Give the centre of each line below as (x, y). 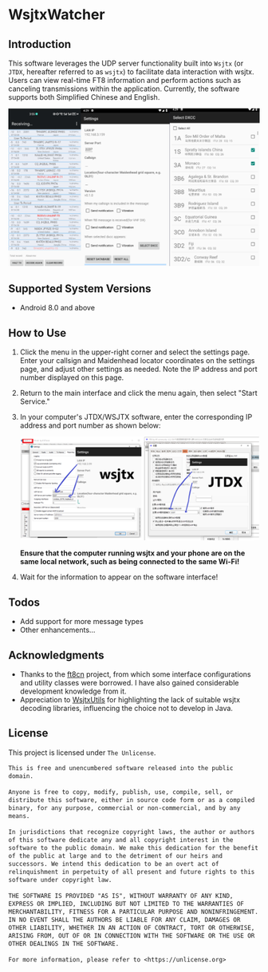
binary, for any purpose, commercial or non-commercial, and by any (124, 808)
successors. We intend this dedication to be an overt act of (114, 863)
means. (19, 816)
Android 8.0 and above (57, 308)
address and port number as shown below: (90, 425)
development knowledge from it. (73, 691)
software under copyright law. (60, 879)
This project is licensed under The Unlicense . (82, 753)
